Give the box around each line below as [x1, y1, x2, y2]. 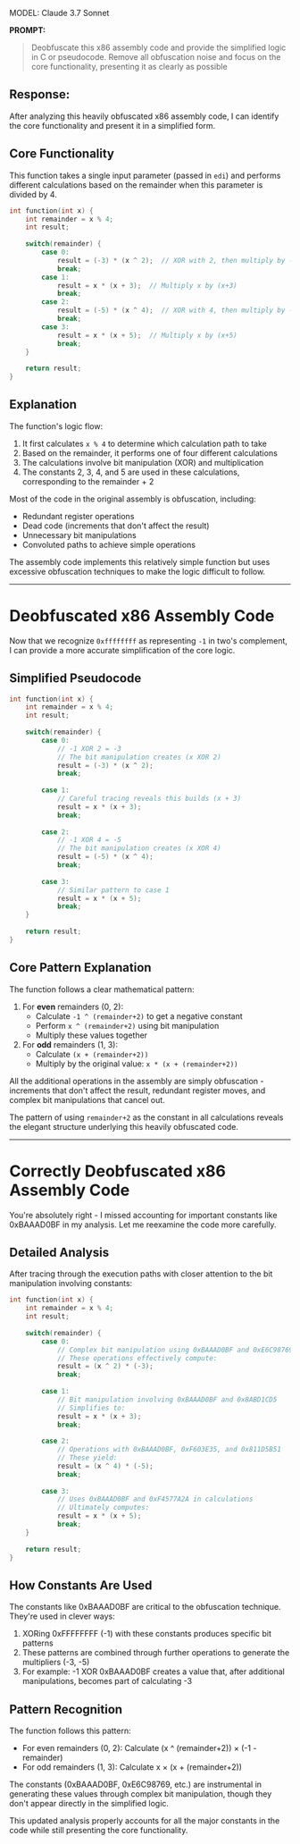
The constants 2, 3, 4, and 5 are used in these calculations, [21, 467, 240, 477]
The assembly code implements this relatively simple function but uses [9, 556, 271, 567]
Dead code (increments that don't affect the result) [21, 520, 210, 531]
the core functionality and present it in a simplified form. [9, 120, 216, 131]
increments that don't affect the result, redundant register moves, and [9, 1085, 266, 1096]
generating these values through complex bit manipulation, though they [9, 1789, 272, 1799]
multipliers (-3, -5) [21, 1657, 90, 1668]
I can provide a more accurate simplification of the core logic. [9, 644, 236, 655]
